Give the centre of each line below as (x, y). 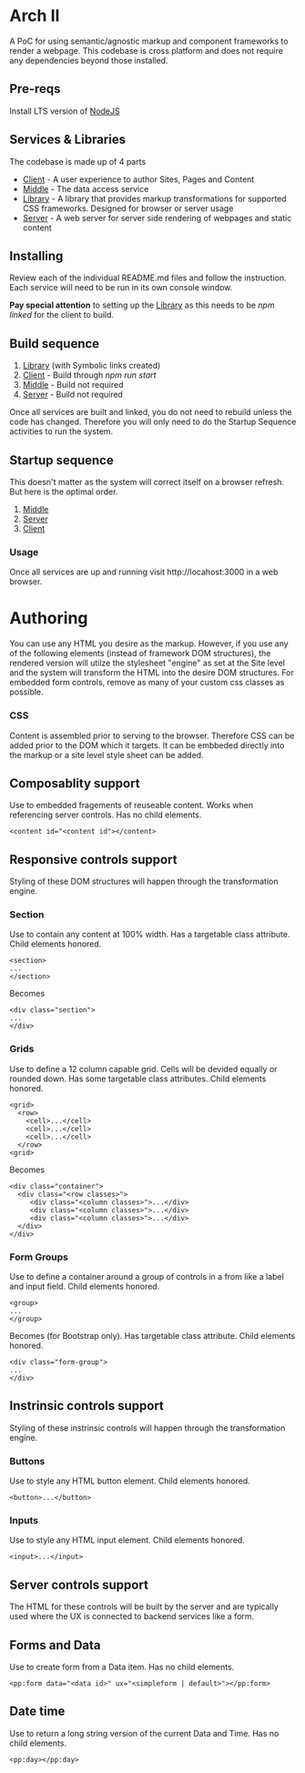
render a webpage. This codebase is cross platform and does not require (147, 50)
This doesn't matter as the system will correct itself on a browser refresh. (147, 482)
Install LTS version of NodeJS (65, 111)
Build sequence (55, 344)
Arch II (35, 16)
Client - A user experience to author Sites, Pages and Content (138, 179)
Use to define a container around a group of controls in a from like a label (147, 1277)
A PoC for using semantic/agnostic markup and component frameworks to (149, 41)
